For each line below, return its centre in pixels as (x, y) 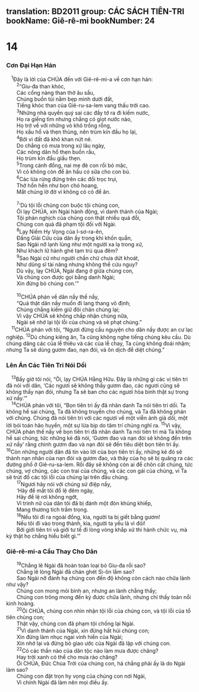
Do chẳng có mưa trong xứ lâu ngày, (61, 145)
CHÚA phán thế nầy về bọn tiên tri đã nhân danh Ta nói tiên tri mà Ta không (99, 432)
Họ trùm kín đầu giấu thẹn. (49, 158)
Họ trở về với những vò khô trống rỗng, (64, 125)
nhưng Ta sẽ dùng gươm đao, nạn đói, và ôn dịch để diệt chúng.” (86, 349)
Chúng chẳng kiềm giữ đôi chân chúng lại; (68, 310)
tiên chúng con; (25, 617)
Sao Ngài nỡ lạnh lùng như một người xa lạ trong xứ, (80, 244)
